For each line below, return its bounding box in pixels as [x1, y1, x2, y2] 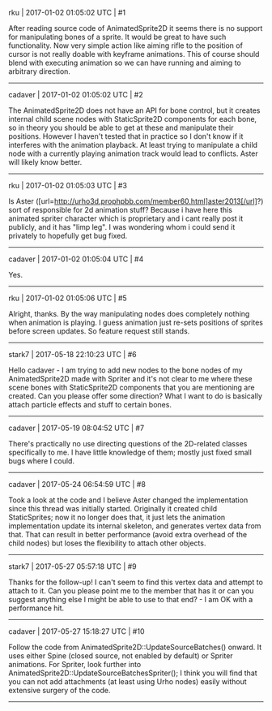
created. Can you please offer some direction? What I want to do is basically [8, 391, 263, 401]
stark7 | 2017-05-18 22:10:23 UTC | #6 [8, 350, 137, 359]
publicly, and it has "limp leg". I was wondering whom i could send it [8, 222, 236, 231]
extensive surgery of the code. [8, 686, 111, 695]
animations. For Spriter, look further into [8, 660, 142, 669]
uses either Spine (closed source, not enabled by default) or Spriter [8, 651, 233, 661]
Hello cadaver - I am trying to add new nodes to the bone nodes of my [8, 365, 243, 375]
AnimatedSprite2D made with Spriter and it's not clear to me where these [8, 374, 253, 383]
